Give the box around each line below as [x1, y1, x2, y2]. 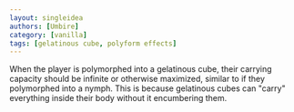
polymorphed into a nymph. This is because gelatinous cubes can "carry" [9, 83, 286, 94]
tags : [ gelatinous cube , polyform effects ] [9, 38, 177, 48]
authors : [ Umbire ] [9, 22, 79, 31]
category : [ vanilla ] [9, 30, 88, 39]
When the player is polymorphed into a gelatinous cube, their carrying [9, 64, 272, 75]
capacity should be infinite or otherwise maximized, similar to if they [9, 74, 266, 85]
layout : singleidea [9, 13, 84, 23]
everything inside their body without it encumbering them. [9, 93, 228, 104]
